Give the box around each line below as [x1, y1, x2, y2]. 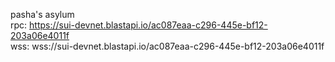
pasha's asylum [10, 9, 75, 20]
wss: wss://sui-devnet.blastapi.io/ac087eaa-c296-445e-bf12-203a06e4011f [10, 40, 325, 52]
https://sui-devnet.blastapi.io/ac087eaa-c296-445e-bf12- [29, 19, 268, 31]
